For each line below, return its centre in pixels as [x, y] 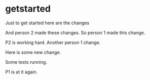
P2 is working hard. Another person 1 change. [53, 42]
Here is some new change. [33, 52]
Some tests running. [26, 62]
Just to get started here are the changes [47, 23]
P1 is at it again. [22, 72]
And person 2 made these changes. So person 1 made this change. [75, 32]
